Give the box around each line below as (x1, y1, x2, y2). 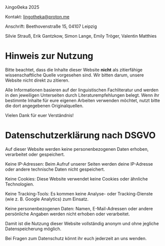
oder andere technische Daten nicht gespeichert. (5, 166, 105, 172)
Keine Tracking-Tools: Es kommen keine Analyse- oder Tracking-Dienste (5, 190, 153, 196)
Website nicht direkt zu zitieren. (5, 77, 70, 83)
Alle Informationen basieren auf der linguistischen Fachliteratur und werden (5, 87, 159, 93)
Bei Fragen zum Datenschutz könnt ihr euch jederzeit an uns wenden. (5, 235, 147, 241)
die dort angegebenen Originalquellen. (5, 103, 84, 109)
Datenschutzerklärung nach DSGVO (5, 130, 156, 141)
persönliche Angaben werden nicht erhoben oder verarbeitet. (5, 211, 130, 217)
